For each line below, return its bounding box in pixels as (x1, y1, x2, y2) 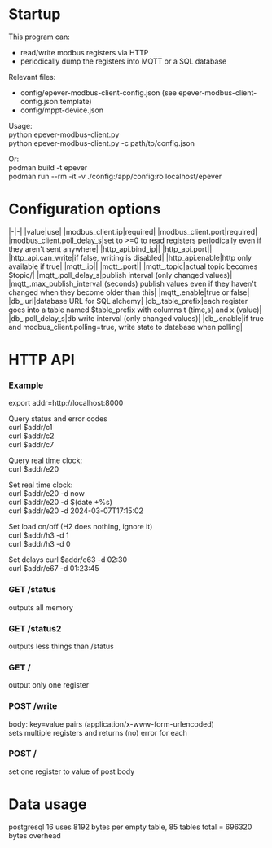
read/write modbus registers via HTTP (20, 47, 149, 57)
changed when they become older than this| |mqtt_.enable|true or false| (8, 287, 250, 297)
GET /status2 (8, 622, 62, 634)
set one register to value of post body (8, 767, 135, 776)
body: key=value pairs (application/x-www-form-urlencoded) (8, 718, 214, 729)
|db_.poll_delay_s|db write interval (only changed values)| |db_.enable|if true (8, 313, 265, 323)
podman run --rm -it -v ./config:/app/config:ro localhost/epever (8, 171, 222, 181)
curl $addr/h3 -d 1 (8, 530, 69, 540)
